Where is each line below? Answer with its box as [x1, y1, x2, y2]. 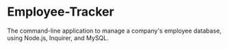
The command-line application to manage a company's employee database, [7, 27, 222, 35]
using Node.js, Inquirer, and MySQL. [7, 33, 110, 42]
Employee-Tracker [7, 4, 114, 20]
